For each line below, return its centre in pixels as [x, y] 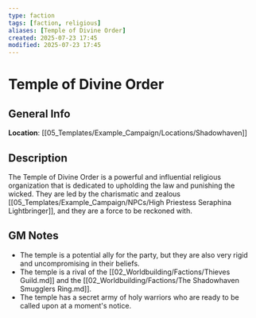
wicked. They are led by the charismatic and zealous [95, 194]
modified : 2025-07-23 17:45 [55, 45]
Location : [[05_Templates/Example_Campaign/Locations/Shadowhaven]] [128, 133]
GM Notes [33, 236]
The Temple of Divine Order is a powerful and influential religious [114, 176]
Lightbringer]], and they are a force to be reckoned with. [100, 211]
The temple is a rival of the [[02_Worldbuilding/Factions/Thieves [125, 272]
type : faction [32, 16]
